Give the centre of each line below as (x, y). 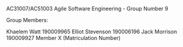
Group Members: (27, 20)
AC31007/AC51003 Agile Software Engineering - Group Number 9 (87, 9)
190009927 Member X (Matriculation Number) (64, 38)
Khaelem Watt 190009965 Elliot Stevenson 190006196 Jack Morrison (91, 32)
